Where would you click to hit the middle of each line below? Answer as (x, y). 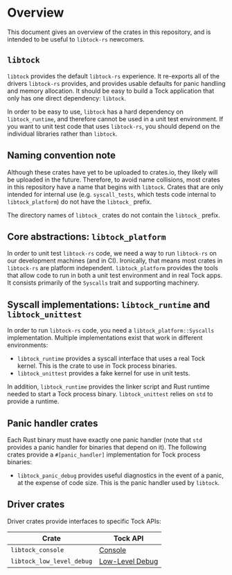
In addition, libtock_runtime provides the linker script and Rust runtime (108, 387)
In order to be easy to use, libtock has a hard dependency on (95, 112)
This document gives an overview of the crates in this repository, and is (109, 32)
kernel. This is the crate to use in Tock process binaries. (97, 366)
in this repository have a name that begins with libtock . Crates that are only (115, 187)
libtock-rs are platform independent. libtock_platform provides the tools (113, 268)
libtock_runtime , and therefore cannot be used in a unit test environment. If (115, 118)
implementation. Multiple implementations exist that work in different (105, 338)
